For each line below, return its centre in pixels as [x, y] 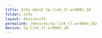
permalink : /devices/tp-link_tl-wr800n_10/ [52, 23]
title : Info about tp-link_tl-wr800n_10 [48, 10]
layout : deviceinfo [26, 19]
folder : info [19, 14]
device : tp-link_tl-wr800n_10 [37, 28]
